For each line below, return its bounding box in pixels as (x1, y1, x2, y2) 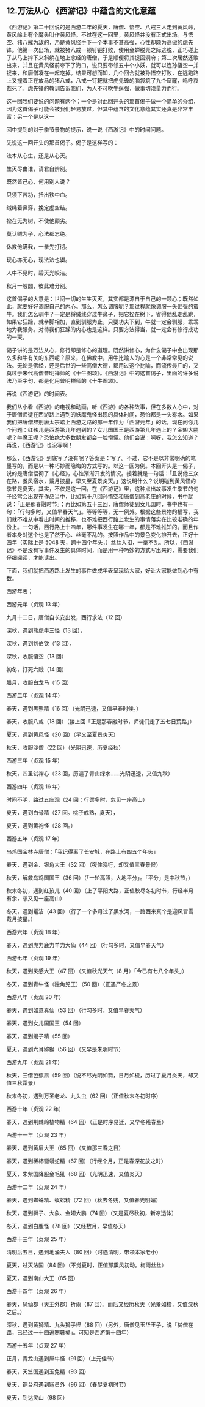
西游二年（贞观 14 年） (6, 692, 63, 699)
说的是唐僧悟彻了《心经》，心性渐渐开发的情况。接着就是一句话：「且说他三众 (6, 469, 199, 477)
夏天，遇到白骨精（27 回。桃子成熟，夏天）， (6, 809, 119, 816)
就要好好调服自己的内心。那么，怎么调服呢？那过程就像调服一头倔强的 (16, 303, 193, 310)
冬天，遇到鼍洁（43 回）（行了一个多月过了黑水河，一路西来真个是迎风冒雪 (6, 907, 194, 915)
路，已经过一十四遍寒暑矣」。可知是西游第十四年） (6, 1329, 132, 1336)
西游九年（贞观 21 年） (6, 1058, 63, 1066)
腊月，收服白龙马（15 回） (6, 679, 72, 686)
